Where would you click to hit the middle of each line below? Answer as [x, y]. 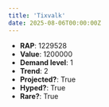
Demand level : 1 [46, 62]
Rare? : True [39, 96]
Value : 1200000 [46, 54]
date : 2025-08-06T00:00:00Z [55, 23]
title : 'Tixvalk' [37, 15]
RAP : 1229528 [43, 45]
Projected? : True [48, 79]
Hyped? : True [43, 87]
